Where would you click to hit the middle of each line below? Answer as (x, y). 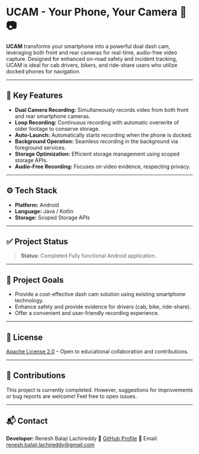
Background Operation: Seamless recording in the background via (96, 141)
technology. (29, 301)
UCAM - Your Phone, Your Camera (92, 12)
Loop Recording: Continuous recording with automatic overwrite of (97, 122)
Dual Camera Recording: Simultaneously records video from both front (102, 110)
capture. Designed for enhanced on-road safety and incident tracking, (92, 59)
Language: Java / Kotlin (44, 211)
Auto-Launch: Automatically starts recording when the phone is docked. (103, 135)
